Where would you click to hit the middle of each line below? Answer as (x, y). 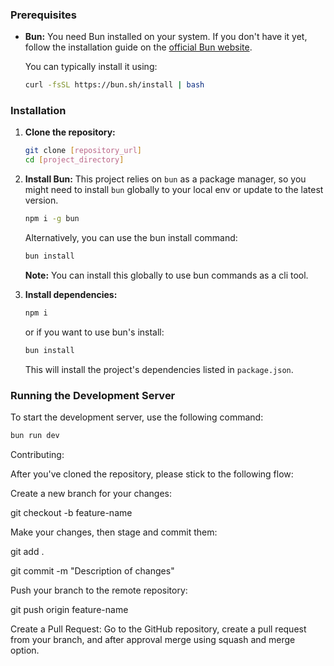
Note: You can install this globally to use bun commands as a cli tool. (166, 275)
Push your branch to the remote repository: (99, 590)
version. (41, 200)
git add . (27, 551)
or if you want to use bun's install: (94, 332)
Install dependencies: (71, 294)
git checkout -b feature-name (71, 512)
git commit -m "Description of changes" (92, 570)
